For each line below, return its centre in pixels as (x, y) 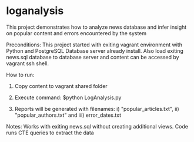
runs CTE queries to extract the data (50, 133)
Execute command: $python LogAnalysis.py (68, 97)
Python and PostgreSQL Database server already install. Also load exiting (95, 50)
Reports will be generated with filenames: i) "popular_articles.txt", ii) (97, 109)
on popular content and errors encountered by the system (76, 33)
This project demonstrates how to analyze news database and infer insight (96, 27)
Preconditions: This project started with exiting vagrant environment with (94, 45)
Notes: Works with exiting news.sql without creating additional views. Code (97, 126)
